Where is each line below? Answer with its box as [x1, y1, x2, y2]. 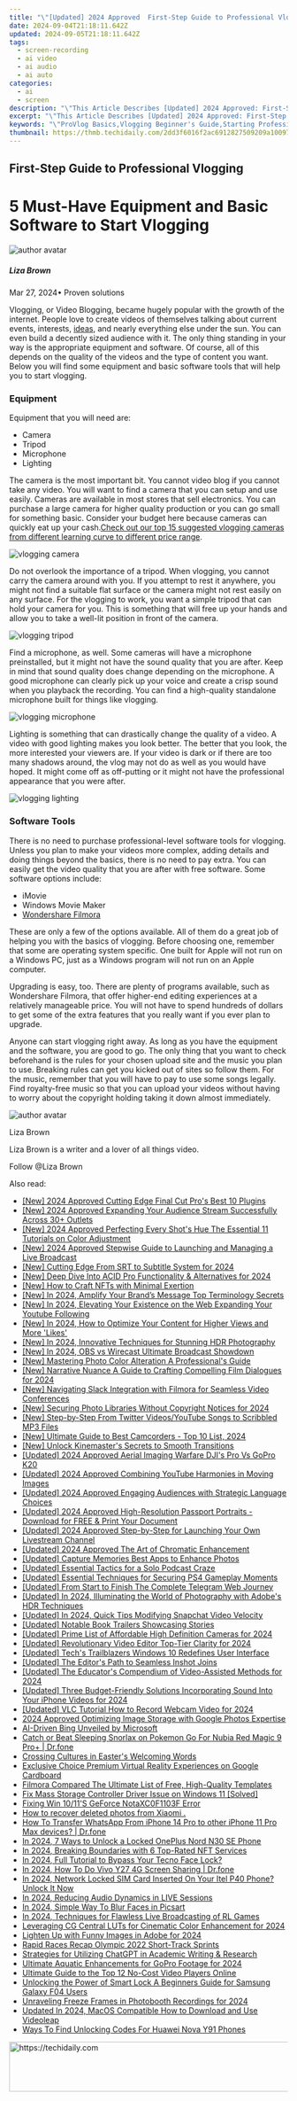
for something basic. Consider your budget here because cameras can [9, 513, 267, 524]
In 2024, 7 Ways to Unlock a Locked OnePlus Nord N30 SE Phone [21, 1835, 262, 1846]
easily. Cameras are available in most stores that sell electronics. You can [9, 494, 277, 505]
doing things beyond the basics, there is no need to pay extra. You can [9, 854, 267, 865]
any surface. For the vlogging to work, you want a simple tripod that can [9, 595, 272, 605]
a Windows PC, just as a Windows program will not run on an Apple [9, 954, 255, 965]
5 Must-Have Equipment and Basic [9, 197, 269, 217]
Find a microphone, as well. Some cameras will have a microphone [9, 648, 252, 658]
